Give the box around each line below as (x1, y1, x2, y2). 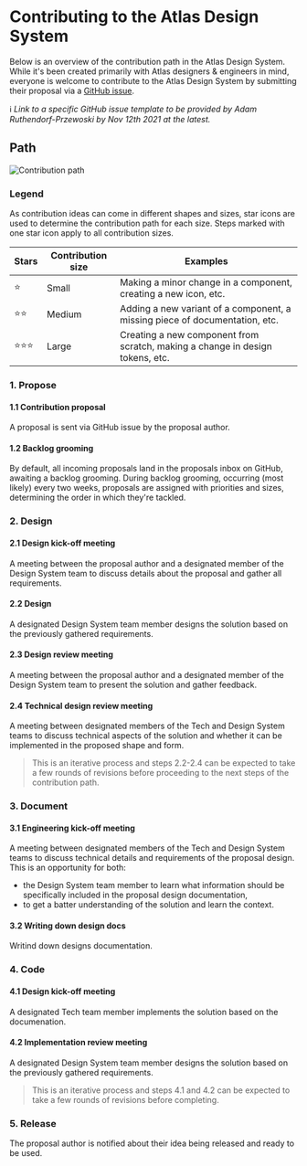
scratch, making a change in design (120, 340, 272, 353)
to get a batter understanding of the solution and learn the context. (22, 899, 274, 910)
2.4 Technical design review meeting (9, 700, 153, 711)
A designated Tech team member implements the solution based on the (9, 1006, 279, 1017)
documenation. (9, 1016, 67, 1027)
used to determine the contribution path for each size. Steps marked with (9, 217, 285, 229)
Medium (47, 308, 82, 321)
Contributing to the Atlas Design (9, 6, 259, 27)
